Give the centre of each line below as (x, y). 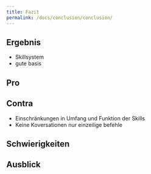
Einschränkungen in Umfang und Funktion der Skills (80, 118)
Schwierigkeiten (38, 144)
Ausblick (23, 165)
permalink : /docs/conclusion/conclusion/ (60, 18)
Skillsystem (30, 57)
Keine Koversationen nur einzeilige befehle (69, 125)
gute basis (28, 63)
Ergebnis (24, 42)
